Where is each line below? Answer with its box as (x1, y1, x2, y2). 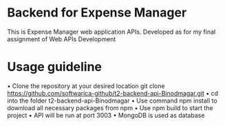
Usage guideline (7, 59, 102, 75)
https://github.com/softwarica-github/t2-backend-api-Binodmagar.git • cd (7, 89, 219, 97)
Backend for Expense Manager (7, 5, 187, 21)
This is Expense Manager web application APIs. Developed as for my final (7, 28, 216, 36)
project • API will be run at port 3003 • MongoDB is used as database (7, 111, 205, 119)
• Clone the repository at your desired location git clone (7, 81, 165, 90)
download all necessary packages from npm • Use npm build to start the (7, 103, 213, 112)
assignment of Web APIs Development (7, 34, 116, 43)
